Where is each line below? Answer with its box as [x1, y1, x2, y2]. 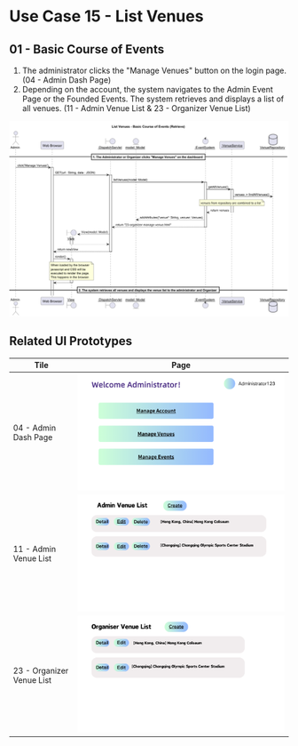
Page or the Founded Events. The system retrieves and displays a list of [21, 93, 285, 104]
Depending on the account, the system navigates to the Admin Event [21, 84, 273, 94]
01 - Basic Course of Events [9, 42, 165, 57]
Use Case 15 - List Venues [9, 6, 204, 27]
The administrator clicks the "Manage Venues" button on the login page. [21, 65, 286, 76]
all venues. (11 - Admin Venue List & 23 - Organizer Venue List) [21, 103, 251, 113]
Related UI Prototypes [9, 333, 133, 349]
